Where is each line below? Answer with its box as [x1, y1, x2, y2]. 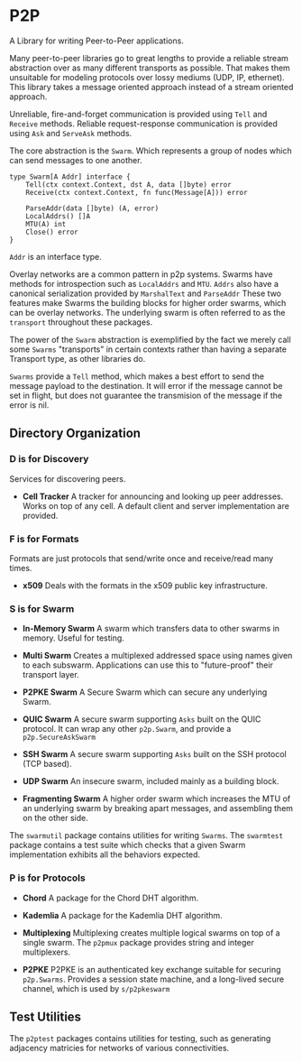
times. [9, 562, 32, 573]
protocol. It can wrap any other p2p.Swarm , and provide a [22, 724, 232, 734]
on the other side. [22, 813, 88, 824]
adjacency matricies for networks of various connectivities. [9, 1043, 230, 1054]
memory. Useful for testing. [22, 633, 124, 643]
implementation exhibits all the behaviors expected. [9, 849, 201, 860]
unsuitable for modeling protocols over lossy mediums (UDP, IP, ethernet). [9, 71, 286, 82]
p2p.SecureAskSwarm [22, 733, 96, 743]
